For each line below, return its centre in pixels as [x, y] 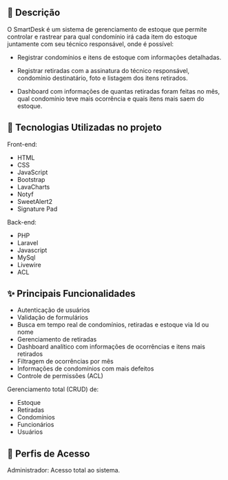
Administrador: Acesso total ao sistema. [64, 470]
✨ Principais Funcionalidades [71, 294]
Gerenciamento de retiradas [57, 340]
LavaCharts [33, 187]
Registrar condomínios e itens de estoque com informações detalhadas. [119, 57]
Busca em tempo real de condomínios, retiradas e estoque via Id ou [113, 325]
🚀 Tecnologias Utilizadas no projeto [84, 128]
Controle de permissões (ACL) [60, 376]
